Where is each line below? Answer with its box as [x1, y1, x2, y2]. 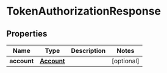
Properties [6, 29, 48, 39]
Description [71, 47, 106, 55]
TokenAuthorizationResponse [6, 4, 162, 18]
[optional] [112, 57, 140, 65]
